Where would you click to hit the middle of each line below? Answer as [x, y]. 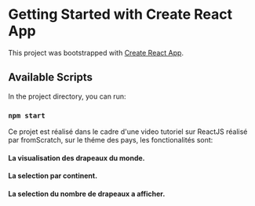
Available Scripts [50, 77]
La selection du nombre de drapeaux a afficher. [87, 193]
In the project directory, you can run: [67, 96]
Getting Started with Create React [120, 14]
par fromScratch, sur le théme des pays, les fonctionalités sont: [111, 140]
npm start [27, 116]
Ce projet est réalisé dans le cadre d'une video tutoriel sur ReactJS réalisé [128, 132]
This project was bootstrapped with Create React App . [96, 52]
